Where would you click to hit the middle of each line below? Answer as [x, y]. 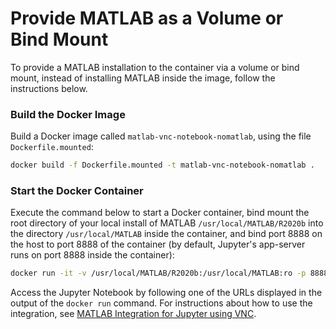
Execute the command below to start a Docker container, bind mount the [160, 213]
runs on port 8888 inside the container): [92, 255]
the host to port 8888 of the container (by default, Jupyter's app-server [158, 244]
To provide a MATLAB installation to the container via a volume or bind [155, 67]
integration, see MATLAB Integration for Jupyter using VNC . [133, 314]
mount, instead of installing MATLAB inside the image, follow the [143, 78]
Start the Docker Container [77, 191]
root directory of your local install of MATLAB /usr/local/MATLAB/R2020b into [167, 223]
